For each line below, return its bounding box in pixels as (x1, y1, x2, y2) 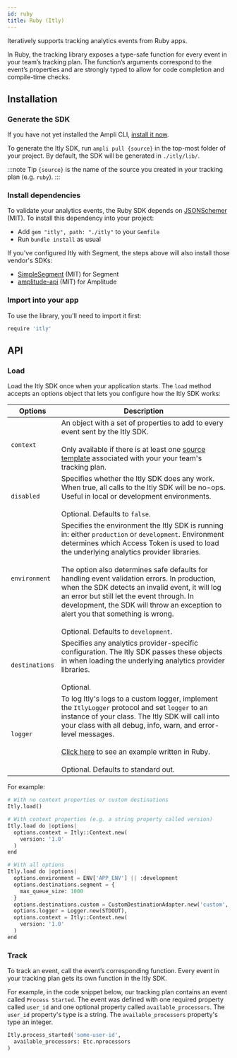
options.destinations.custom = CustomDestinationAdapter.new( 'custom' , (13, 901, 229, 908)
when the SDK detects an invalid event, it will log (61, 583, 222, 593)
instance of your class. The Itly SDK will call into (61, 711, 220, 721)
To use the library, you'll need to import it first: (7, 311, 142, 320)
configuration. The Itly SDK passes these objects (61, 647, 223, 657)
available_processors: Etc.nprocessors (13, 1038, 131, 1045)
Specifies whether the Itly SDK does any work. (61, 474, 215, 484)
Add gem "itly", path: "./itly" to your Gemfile (17, 228, 160, 236)
